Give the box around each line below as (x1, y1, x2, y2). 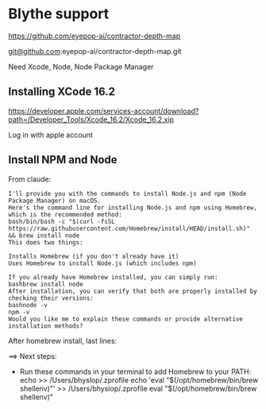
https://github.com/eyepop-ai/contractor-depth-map (8, 31, 181, 41)
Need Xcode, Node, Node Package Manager (8, 61, 154, 72)
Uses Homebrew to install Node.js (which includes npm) (8, 259, 197, 267)
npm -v (8, 308, 30, 316)
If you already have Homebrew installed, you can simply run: (8, 273, 218, 281)
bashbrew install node (8, 280, 83, 288)
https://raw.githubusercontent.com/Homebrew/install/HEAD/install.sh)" (8, 224, 250, 232)
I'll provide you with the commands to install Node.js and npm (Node (8, 189, 247, 197)
